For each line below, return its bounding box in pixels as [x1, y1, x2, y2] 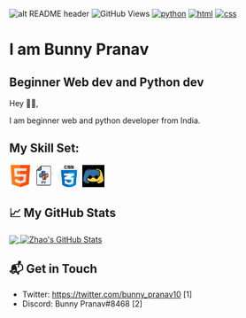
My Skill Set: [9, 141, 80, 156]
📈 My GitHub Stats [9, 206, 117, 221]
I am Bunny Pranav [9, 40, 150, 59]
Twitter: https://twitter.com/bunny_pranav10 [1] [21, 289, 193, 300]
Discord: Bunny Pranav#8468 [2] [21, 299, 143, 309]
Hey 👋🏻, [9, 98, 39, 108]
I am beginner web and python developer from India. [9, 115, 201, 126]
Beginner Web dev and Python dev [9, 74, 204, 89]
